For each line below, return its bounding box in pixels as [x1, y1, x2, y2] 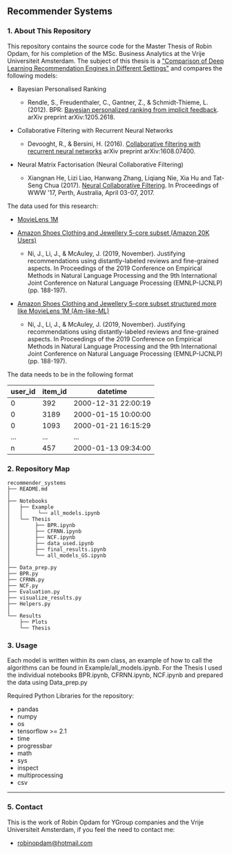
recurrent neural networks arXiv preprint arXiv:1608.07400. [27, 146, 196, 155]
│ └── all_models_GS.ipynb [7, 552, 107, 559]
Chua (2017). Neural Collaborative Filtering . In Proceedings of [43, 181, 219, 189]
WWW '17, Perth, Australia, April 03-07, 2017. [27, 188, 155, 196]
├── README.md [7, 485, 48, 493]
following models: [7, 71, 57, 79]
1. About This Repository [7, 26, 91, 36]
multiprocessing [17, 771, 64, 779]
